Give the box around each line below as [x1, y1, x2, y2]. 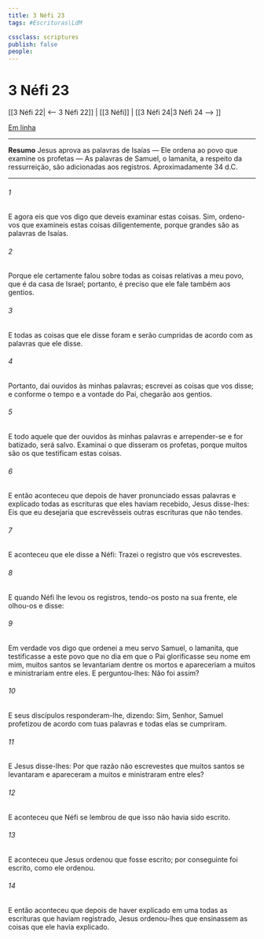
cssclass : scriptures [8, 33, 79, 41]
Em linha [8, 123, 36, 132]
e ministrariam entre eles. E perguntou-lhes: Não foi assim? [8, 668, 200, 678]
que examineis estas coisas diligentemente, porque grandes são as [21, 220, 240, 230]
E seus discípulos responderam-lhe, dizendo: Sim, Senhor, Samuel [8, 711, 224, 720]
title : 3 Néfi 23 [8, 11, 65, 20]
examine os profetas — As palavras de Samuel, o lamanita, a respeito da [8, 154, 242, 164]
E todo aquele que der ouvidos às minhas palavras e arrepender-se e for [8, 432, 244, 442]
